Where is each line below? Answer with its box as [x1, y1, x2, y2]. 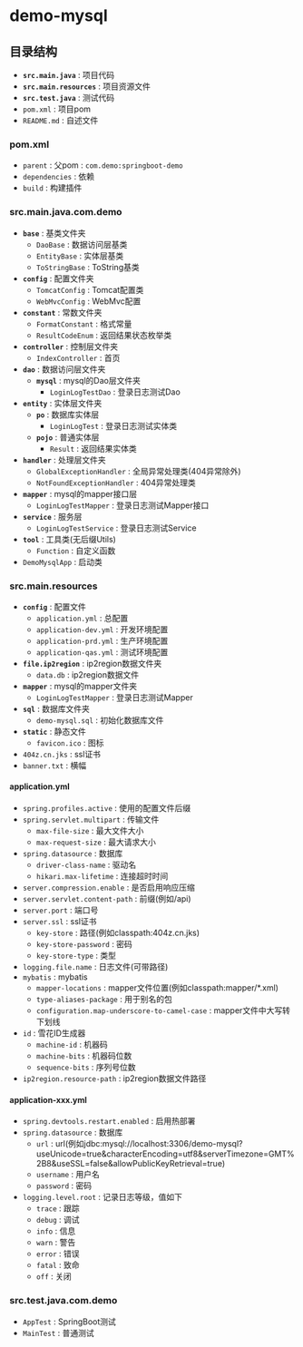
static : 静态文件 [22, 726, 86, 737]
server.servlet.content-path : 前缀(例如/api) [22, 893, 192, 904]
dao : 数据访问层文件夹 [22, 364, 106, 375]
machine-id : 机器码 [35, 1040, 109, 1050]
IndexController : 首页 [35, 352, 121, 363]
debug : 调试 [35, 1215, 80, 1225]
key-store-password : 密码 [35, 939, 133, 950]
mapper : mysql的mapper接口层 [22, 488, 138, 499]
